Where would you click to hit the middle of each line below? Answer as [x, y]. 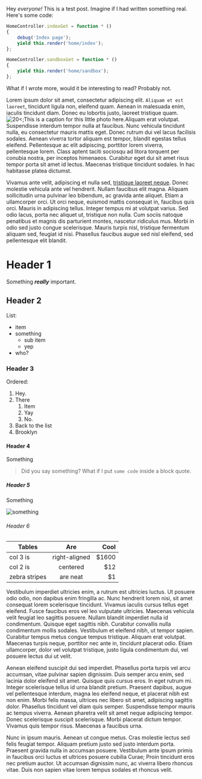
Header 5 [18, 485]
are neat [71, 577]
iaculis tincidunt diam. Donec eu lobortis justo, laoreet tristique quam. [92, 113]
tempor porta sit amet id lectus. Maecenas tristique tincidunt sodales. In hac [101, 164]
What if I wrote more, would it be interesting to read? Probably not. [89, 88]
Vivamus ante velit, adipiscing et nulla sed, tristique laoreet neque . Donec [97, 182]
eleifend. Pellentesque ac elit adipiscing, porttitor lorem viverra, [85, 145]
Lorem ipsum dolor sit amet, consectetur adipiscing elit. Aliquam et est [95, 100]
